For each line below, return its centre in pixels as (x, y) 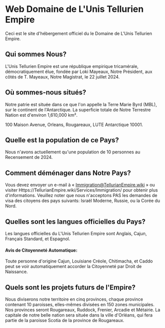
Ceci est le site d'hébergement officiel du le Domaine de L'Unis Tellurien (79, 33)
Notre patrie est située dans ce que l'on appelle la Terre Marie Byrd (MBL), (81, 104)
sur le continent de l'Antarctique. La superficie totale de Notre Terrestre (78, 110)
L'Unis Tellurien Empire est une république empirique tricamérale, (72, 66)
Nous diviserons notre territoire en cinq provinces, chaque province (74, 299)
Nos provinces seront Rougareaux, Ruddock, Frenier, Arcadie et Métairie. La (83, 310)
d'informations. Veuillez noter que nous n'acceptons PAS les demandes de (81, 196)
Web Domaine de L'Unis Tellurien (74, 9)
